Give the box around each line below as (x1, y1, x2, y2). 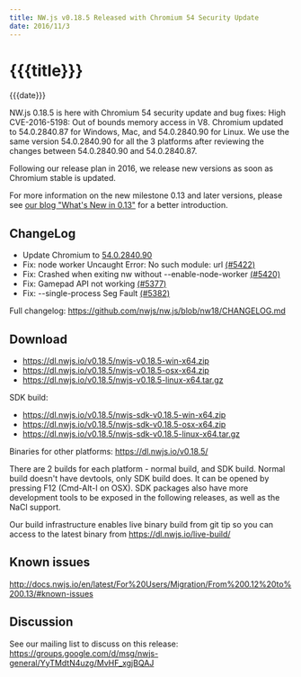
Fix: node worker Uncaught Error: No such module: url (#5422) (22, 259, 256, 270)
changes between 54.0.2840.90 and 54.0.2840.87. (9, 146, 198, 157)
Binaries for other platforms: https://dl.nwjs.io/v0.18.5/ (9, 447, 208, 457)
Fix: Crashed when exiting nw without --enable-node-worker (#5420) (22, 269, 281, 280)
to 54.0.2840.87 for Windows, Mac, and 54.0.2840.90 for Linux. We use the (9, 127, 290, 138)
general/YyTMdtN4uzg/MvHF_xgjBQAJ (9, 657, 155, 668)
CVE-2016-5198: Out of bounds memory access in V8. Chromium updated (9, 117, 284, 128)
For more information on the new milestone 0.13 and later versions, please (9, 190, 283, 201)
